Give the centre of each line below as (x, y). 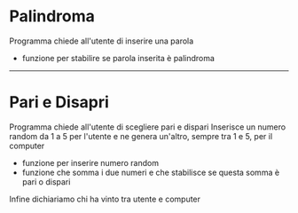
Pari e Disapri (59, 103)
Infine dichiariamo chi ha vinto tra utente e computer (105, 199)
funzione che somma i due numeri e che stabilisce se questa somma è (151, 172)
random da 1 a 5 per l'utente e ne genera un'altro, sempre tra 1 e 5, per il (141, 136)
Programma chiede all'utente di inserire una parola (102, 41)
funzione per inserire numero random (90, 162)
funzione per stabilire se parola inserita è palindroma (118, 58)
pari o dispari (46, 181)
